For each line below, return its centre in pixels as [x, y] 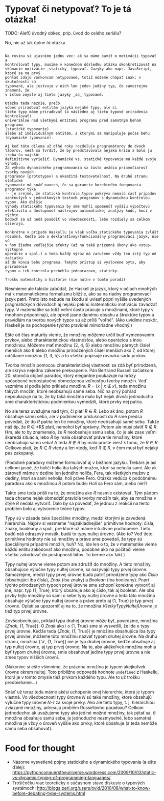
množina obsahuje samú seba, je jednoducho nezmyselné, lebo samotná [78, 718]
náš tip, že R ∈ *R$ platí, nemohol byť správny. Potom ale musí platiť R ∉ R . [82, 427]
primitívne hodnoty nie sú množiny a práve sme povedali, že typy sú [74, 539]
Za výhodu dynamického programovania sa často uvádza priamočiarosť [76, 168]
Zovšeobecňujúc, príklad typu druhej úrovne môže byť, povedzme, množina [82, 621]
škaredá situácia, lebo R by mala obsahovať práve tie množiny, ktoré [74, 437]
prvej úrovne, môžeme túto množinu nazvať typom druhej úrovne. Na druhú [81, 636]
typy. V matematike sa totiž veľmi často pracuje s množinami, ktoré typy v [79, 309]
